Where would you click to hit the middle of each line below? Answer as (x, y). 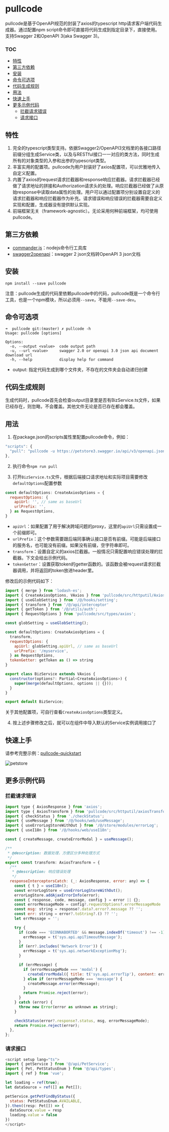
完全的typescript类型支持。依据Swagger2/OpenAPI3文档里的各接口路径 (87, 148)
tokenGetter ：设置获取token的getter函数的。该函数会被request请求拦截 (87, 564)
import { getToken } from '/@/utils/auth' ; (52, 609)
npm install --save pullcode (36, 283)
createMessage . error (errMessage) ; (64, 983)
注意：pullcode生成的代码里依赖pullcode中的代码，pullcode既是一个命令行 (83, 293)
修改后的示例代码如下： (29, 581)
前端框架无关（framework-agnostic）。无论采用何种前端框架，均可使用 (85, 211)
